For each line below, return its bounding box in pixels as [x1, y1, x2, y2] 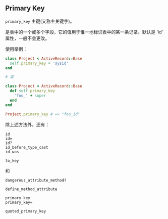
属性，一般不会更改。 [5, 35, 49, 41]
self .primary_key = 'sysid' [10, 61, 69, 66]
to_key [5, 158, 19, 163]
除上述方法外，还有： [5, 121, 49, 127]
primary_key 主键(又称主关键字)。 [5, 18, 75, 24]
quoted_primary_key [5, 208, 46, 214]
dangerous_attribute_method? [5, 178, 67, 183]
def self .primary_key [10, 89, 55, 94]
